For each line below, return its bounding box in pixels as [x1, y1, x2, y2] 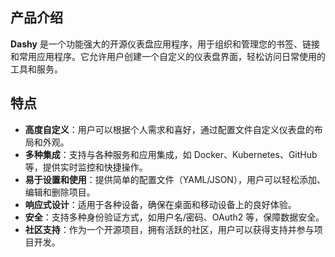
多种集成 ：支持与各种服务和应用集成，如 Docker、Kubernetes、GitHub [24, 148, 318, 160]
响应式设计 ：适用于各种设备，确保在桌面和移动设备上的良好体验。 [24, 198, 297, 210]
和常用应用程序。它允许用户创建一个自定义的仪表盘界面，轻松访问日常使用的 [10, 50, 326, 62]
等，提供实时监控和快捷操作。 [24, 161, 148, 173]
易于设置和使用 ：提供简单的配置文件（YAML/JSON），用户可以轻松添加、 [24, 173, 326, 185]
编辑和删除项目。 [24, 186, 96, 198]
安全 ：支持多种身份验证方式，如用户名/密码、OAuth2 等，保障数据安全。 [24, 211, 325, 223]
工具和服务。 [10, 63, 63, 75]
